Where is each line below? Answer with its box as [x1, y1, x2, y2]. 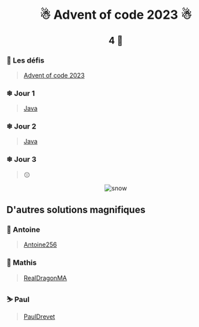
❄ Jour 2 [6, 121, 37, 131]
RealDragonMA [23, 274, 67, 282]
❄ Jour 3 [6, 155, 37, 165]
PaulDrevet [23, 312, 55, 321]
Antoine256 [23, 240, 57, 249]
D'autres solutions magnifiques [6, 204, 146, 216]
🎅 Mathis [6, 258, 37, 267]
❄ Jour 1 [6, 88, 35, 98]
